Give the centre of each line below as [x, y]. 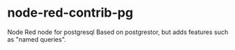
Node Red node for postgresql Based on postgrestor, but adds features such [118, 32]
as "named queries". [37, 39]
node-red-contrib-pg [70, 13]
